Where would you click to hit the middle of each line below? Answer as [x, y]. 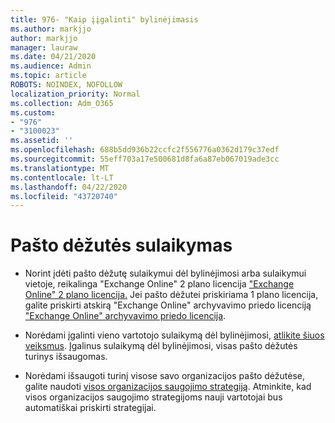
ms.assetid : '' [42, 141]
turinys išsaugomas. [66, 357]
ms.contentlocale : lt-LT [62, 177]
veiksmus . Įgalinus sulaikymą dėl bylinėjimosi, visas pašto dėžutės [161, 346]
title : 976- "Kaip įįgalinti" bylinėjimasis [104, 19]
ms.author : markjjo [51, 29]
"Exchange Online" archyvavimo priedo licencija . [125, 316]
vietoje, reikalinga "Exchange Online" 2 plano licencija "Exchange [159, 284]
